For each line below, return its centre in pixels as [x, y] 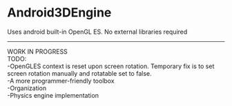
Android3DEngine [59, 13]
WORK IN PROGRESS [37, 51]
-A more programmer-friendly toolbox [61, 81]
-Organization [27, 88]
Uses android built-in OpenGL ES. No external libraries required [97, 32]
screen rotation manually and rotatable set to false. [79, 73]
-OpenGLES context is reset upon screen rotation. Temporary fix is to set [111, 66]
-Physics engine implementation [53, 95]
